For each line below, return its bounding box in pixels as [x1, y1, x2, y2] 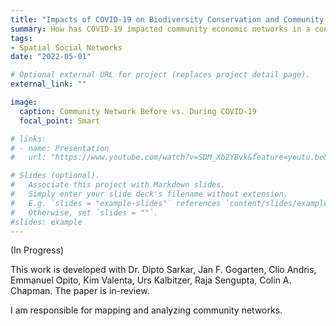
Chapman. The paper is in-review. [10, 285, 150, 297]
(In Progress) [10, 244, 65, 256]
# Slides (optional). [10, 171, 101, 181]
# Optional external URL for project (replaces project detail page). [10, 70, 311, 80]
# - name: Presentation [10, 143, 110, 153]
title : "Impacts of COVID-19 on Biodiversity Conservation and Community [10, 14, 325, 25]
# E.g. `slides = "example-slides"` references [10, 198, 222, 208]
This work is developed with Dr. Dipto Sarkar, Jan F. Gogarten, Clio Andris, [10, 264, 317, 276]
